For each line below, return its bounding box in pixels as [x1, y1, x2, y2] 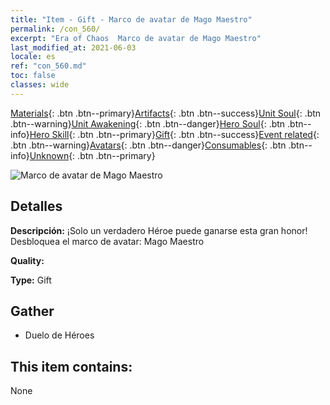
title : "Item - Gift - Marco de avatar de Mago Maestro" [10, 14, 253, 25]
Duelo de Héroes [24, 329, 95, 341]
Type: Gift [10, 274, 52, 286]
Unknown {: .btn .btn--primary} [29, 149, 156, 161]
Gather [10, 302, 55, 320]
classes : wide [10, 80, 70, 90]
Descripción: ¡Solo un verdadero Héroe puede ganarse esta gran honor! [10, 224, 308, 236]
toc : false [10, 71, 56, 81]
